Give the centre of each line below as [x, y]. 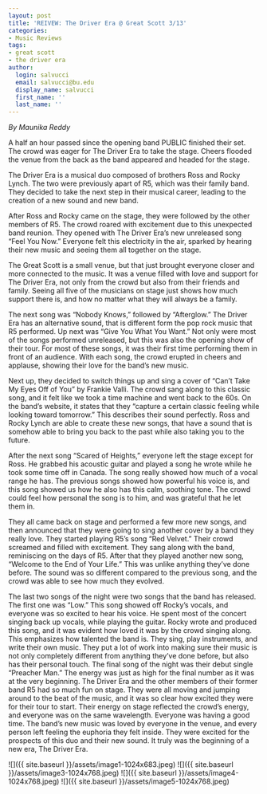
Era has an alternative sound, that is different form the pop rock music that [130, 323]
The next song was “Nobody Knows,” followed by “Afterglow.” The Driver [128, 315]
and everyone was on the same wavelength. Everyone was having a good [129, 715]
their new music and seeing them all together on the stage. [105, 250]
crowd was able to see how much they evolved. [86, 581]
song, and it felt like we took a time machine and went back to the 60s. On [130, 398]
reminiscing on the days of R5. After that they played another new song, [126, 556]
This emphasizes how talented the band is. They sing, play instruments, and [133, 639]
